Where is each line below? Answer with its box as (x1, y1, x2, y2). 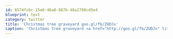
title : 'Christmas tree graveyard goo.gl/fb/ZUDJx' (5, 21, 118, 27)
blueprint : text (5, 12, 40, 17)
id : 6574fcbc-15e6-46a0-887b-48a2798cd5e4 (5, 7, 98, 13)
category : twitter (5, 17, 45, 22)
